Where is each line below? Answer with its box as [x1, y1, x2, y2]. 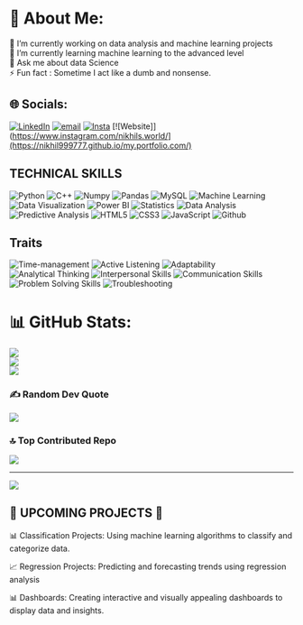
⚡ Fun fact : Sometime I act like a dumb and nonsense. [9, 67, 212, 78]
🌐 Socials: [9, 97, 69, 112]
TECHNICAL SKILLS [9, 166, 123, 181]
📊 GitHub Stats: [9, 311, 133, 332]
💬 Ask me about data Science [9, 57, 119, 68]
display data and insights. [9, 604, 105, 616]
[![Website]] [112, 121, 157, 132]
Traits [9, 234, 43, 251]
